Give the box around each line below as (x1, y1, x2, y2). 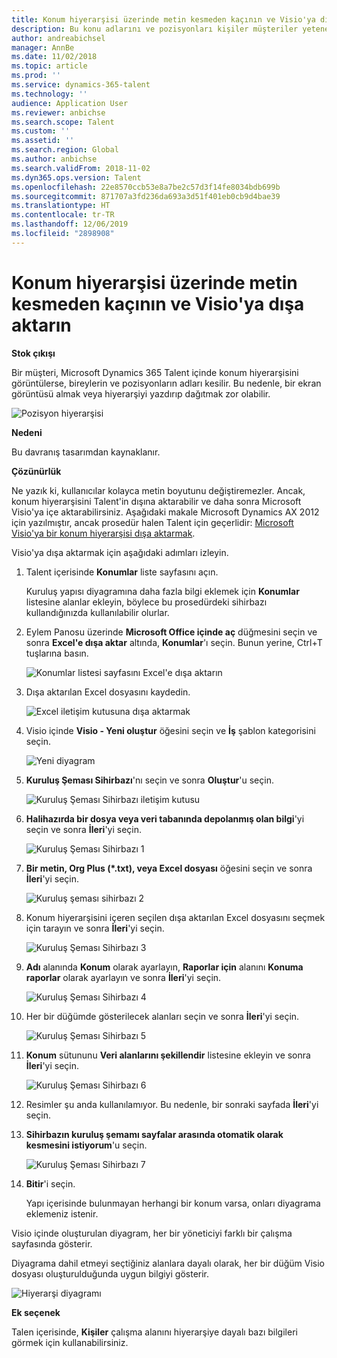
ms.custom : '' (11, 126, 71, 136)
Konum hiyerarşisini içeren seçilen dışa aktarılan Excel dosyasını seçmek (25, 911, 326, 923)
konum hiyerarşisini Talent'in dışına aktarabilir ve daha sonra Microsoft (11, 495, 302, 507)
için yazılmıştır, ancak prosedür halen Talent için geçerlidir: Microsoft (11, 516, 294, 528)
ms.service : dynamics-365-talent (11, 80, 151, 90)
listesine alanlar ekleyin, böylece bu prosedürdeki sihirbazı (25, 596, 268, 608)
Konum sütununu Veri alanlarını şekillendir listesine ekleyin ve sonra (25, 1049, 311, 1061)
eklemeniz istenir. (25, 1207, 99, 1220)
